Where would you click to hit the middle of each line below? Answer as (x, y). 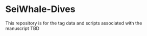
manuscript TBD (22, 28)
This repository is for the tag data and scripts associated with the (74, 23)
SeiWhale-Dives (40, 9)
